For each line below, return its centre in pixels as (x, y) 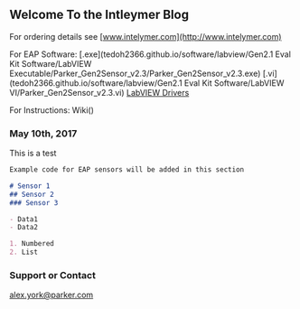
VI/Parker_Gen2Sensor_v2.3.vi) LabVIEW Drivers (99, 92)
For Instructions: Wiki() (52, 110)
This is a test (33, 154)
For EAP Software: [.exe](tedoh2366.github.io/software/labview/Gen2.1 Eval (150, 54)
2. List (24, 252)
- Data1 (24, 219)
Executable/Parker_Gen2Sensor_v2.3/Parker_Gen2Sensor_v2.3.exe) (135, 73)
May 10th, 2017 (43, 133)
